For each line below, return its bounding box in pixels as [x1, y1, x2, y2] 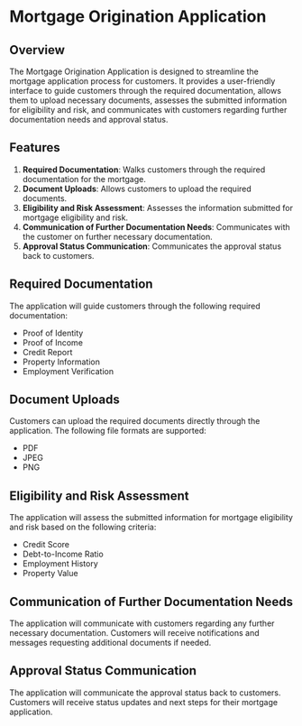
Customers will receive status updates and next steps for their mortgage [9, 696, 278, 707]
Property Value [22, 568, 78, 579]
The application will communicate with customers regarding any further [9, 618, 275, 629]
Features [9, 140, 60, 155]
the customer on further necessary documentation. [22, 231, 214, 242]
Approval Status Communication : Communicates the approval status [22, 241, 282, 252]
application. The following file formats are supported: [9, 426, 207, 437]
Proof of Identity [22, 327, 84, 338]
